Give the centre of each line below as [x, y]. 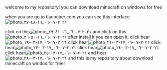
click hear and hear [56, 53]
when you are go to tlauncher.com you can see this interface [68, 17]
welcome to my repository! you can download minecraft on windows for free [83, 7]
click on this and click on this [66, 32]
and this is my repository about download [111, 58]
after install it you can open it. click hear [109, 37]
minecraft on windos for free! [35, 63]
